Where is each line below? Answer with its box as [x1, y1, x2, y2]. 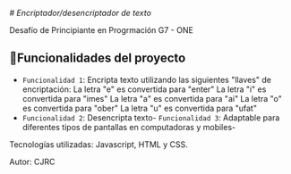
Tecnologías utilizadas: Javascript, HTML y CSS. [9, 138, 188, 150]
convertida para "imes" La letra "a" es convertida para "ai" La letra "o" [21, 93, 282, 104]
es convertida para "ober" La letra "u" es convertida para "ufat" [21, 103, 258, 113]
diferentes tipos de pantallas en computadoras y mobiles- [21, 121, 235, 132]
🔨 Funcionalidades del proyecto [9, 51, 186, 66]
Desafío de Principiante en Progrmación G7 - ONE [9, 25, 194, 35]
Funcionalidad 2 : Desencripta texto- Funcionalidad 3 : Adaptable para [21, 112, 280, 123]
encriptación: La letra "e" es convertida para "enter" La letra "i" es [21, 84, 267, 95]
